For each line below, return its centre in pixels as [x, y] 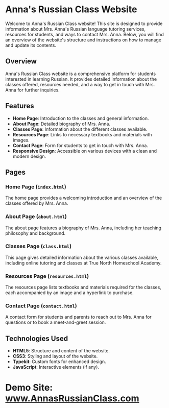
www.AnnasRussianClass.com [72, 399]
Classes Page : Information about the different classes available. [80, 129]
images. [21, 140]
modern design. [29, 156]
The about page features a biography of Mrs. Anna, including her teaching [83, 228]
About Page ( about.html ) [36, 217]
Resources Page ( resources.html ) [47, 276]
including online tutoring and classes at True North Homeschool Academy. [83, 263]
